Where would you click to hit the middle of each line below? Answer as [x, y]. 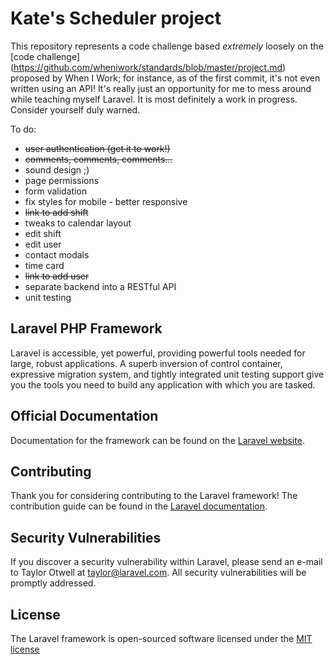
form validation [56, 191]
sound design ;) [57, 169]
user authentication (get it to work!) [97, 148]
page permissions [62, 180]
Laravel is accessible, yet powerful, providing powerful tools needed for [158, 353]
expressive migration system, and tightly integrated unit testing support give [167, 374]
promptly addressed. [53, 583]
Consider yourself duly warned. [75, 109]
